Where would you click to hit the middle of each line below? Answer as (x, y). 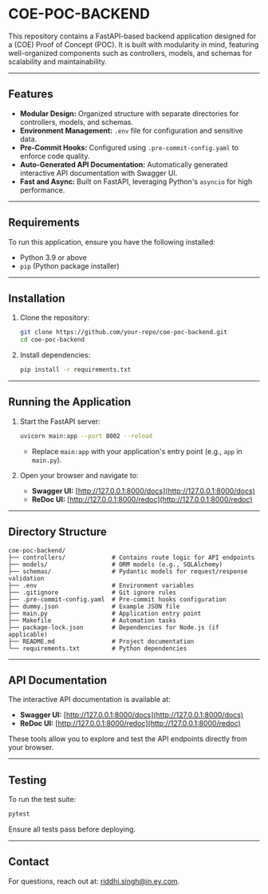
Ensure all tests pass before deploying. (72, 829)
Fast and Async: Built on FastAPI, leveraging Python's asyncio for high (136, 182)
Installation (37, 298)
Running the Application (70, 402)
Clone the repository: (55, 317)
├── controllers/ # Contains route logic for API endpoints (132, 557)
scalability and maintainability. (58, 62)
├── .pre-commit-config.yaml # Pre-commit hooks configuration (117, 599)
